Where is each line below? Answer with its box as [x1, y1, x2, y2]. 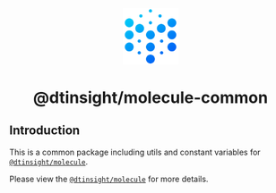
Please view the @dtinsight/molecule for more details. [9, 173, 209, 184]
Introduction [9, 123, 81, 138]
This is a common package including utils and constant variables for [9, 147, 262, 157]
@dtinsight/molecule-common [32, 88, 269, 107]
